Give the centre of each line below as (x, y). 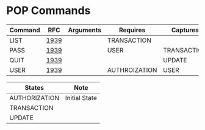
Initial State (81, 98)
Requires (132, 30)
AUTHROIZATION (132, 70)
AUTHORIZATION (34, 98)
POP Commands (49, 11)
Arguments (85, 30)
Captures (185, 30)
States (34, 87)
